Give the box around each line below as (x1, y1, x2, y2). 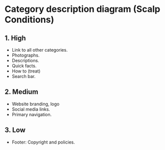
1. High (4, 34, 26, 42)
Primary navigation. (11, 111, 52, 117)
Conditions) (4, 14, 55, 25)
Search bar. (11, 74, 36, 79)
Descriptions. (11, 58, 39, 63)
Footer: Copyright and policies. (11, 139, 75, 145)
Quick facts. (11, 63, 37, 69)
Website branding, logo (11, 101, 60, 107)
